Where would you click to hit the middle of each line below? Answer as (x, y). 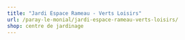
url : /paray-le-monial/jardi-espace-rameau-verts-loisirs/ (93, 20)
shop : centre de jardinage (45, 26)
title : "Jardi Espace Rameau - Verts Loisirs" (74, 13)
